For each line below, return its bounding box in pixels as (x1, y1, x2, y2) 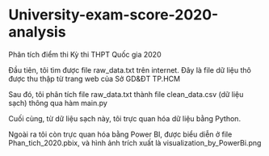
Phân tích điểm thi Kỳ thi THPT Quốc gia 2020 (8, 49, 162, 59)
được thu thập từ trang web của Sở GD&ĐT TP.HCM (8, 74, 180, 83)
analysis (8, 23, 66, 41)
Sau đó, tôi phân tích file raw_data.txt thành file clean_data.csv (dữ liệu (8, 89, 244, 99)
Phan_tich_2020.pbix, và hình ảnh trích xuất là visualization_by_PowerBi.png (8, 137, 262, 147)
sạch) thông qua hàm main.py (8, 98, 107, 108)
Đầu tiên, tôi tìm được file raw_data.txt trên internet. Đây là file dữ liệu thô (8, 65, 252, 74)
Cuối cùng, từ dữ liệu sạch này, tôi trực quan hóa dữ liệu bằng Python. (8, 113, 241, 123)
